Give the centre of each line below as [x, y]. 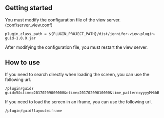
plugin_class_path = [26, 34]
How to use [22, 63]
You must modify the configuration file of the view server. [63, 20]
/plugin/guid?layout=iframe [34, 111]
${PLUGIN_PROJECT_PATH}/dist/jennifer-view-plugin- [102, 34]
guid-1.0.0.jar [20, 38]
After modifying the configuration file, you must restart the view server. [76, 47]
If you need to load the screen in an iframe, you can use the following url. [79, 101]
